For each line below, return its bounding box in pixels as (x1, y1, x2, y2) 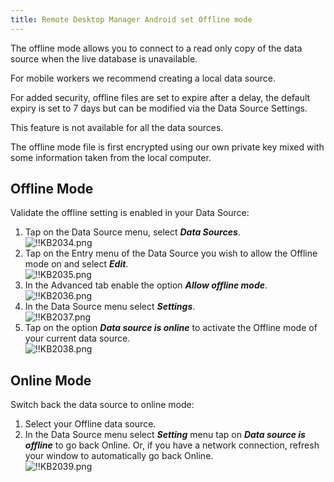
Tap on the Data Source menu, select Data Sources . (24, 226, 241, 238)
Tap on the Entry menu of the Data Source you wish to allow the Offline (24, 247, 318, 260)
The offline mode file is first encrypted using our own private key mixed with (10, 141, 325, 153)
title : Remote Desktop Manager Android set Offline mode (10, 14, 253, 25)
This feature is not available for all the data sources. (10, 121, 224, 133)
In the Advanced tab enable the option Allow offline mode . (24, 279, 268, 291)
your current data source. (24, 332, 131, 345)
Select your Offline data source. (24, 418, 157, 430)
